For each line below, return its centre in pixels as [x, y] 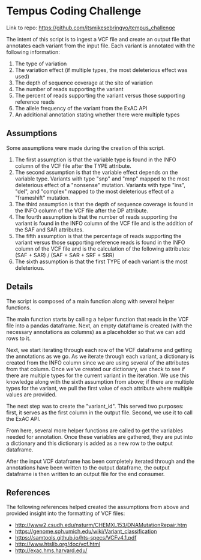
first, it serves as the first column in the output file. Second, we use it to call [100, 413]
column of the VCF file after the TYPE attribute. [73, 165]
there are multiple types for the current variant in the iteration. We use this [98, 375]
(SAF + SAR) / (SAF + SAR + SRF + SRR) [65, 255]
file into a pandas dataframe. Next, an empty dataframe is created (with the [99, 326]
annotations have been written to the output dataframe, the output [88, 467]
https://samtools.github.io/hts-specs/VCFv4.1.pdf [76, 538]
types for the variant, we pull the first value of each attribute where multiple [100, 388]
